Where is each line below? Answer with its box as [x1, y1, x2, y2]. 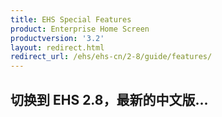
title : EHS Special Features [10, 14, 132, 25]
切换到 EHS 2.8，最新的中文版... [10, 91, 209, 108]
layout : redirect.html [10, 42, 105, 53]
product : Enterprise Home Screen [10, 24, 150, 34]
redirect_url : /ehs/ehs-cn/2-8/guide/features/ [10, 52, 213, 62]
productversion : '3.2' [10, 33, 105, 43]
